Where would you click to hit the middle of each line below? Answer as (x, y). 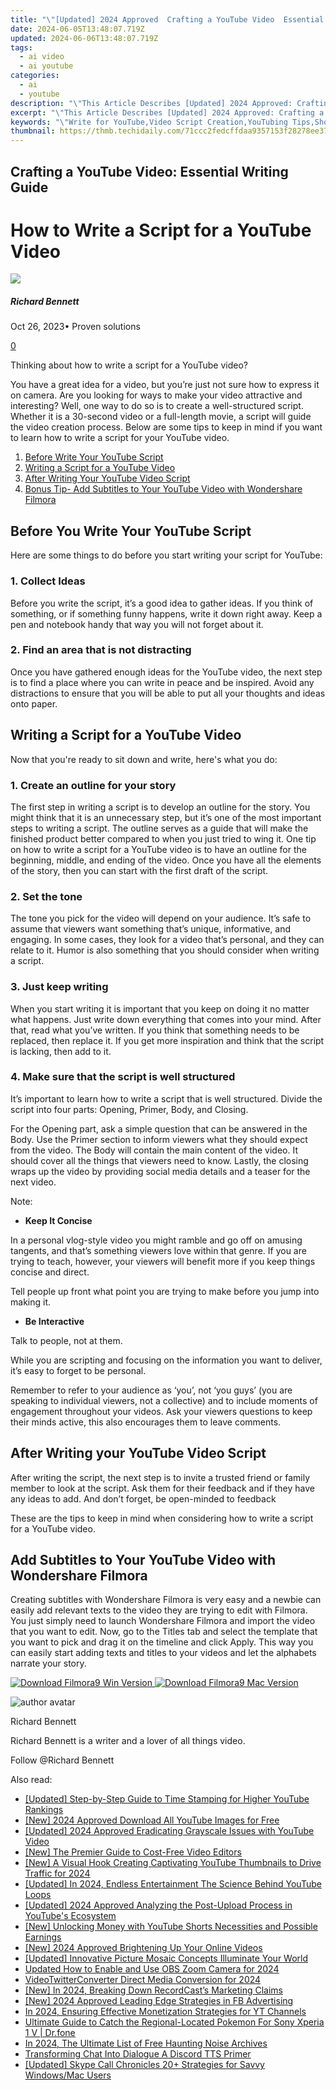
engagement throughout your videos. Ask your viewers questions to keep (161, 1411)
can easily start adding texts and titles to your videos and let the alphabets (163, 1653)
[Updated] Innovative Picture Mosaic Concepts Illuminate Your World (166, 1958)
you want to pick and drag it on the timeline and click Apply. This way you (162, 1642)
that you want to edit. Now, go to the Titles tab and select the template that (164, 1632)
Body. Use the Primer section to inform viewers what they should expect (159, 1139)
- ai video (42, 57)
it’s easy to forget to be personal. (78, 1370)
